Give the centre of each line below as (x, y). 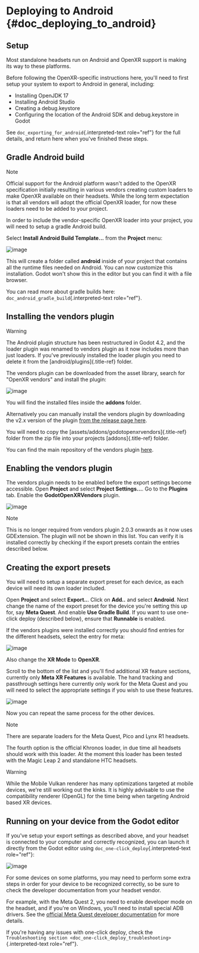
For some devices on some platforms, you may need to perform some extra (99, 878)
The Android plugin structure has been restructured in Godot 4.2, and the (96, 342)
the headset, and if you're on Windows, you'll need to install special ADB (95, 908)
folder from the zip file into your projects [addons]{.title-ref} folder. (88, 438)
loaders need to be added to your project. (57, 208)
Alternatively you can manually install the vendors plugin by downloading (96, 414)
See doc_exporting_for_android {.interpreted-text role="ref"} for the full (94, 132)
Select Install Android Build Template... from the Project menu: (84, 238)
